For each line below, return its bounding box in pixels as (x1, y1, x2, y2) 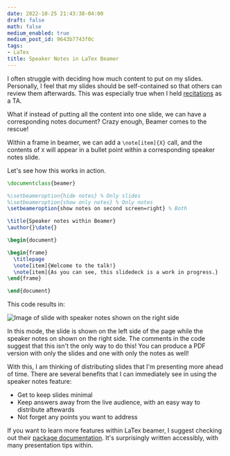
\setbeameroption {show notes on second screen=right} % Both (7, 205, 188, 212)
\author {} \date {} (7, 224, 57, 231)
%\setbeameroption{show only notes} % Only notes (7, 199, 154, 205)
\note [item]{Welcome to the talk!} (13, 262, 116, 269)
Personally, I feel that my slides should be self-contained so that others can (7, 81, 222, 90)
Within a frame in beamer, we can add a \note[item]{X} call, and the (7, 138, 203, 146)
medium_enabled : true (7, 29, 70, 37)
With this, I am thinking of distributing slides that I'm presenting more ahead (7, 362, 224, 371)
